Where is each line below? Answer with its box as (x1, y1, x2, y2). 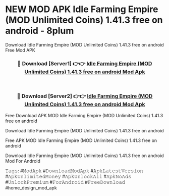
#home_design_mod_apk (5, 184, 57, 190)
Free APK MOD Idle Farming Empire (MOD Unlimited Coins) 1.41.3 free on (5, 137, 157, 143)
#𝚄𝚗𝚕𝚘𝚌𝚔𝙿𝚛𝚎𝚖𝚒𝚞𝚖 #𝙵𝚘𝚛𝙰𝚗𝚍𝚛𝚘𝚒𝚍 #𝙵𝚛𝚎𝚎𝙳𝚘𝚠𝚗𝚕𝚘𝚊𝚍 (5, 179, 125, 185)
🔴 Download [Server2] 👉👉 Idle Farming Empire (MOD (17, 92, 153, 100)
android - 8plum (5, 25, 74, 36)
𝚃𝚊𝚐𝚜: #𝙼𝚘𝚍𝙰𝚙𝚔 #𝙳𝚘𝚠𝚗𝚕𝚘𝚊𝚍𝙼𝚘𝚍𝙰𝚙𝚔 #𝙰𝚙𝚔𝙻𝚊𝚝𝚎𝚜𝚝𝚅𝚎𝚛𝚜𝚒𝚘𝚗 (5, 168, 144, 174)
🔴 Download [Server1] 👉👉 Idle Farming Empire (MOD (17, 60, 152, 67)
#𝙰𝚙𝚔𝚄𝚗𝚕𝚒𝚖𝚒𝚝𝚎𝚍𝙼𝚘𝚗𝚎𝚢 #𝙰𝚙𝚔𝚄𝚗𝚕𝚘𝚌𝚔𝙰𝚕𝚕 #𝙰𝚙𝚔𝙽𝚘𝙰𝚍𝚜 (5, 173, 132, 179)
